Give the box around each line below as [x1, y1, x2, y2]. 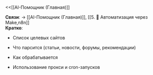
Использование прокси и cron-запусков [12, 64, 100, 70]
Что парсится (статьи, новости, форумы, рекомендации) [12, 45, 136, 50]
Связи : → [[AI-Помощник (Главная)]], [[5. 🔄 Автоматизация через [5, 14, 148, 20]
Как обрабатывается [12, 54, 58, 60]
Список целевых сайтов [12, 35, 65, 41]
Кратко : [5, 25, 23, 31]
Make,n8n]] [5, 20, 29, 25]
